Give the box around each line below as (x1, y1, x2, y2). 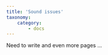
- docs (28, 25, 45, 32)
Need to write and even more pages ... (6, 42, 102, 49)
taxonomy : (6, 14, 32, 20)
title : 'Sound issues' (6, 8, 64, 15)
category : (17, 20, 42, 26)
